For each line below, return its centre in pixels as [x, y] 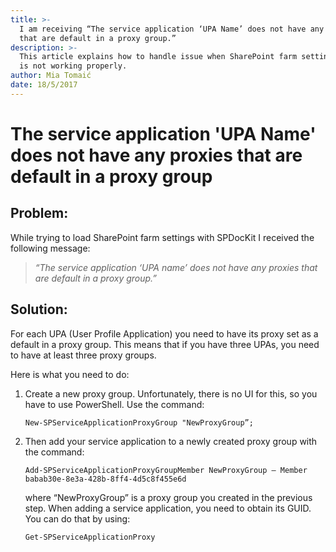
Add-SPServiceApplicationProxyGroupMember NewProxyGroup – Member [166, 470]
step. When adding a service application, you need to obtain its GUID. [168, 508]
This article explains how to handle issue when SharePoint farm [158, 57]
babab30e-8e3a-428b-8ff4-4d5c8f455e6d [105, 479]
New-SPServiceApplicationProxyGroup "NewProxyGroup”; [139, 422]
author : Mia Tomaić [51, 76]
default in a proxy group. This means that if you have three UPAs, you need [165, 344]
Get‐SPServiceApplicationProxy [90, 537]
